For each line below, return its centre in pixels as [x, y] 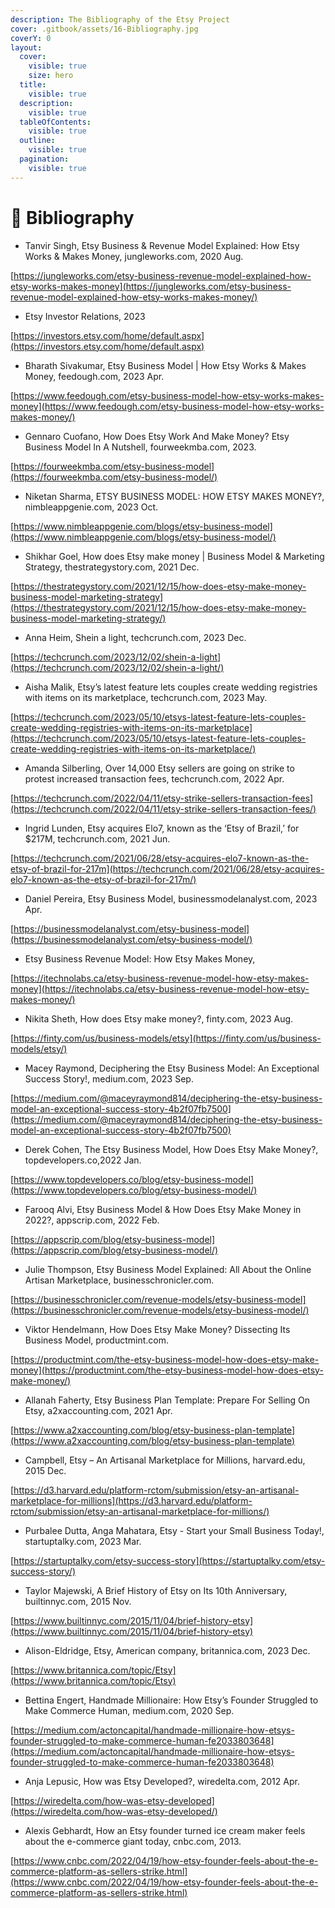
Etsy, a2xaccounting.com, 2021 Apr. [98, 1410]
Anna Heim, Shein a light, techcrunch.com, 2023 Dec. [135, 637]
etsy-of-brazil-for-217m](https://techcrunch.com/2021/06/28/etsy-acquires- [167, 868]
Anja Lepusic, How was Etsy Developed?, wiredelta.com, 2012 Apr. [162, 1781]
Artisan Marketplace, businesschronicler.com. [119, 1280]
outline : [37, 141]
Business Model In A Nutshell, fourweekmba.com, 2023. [140, 447]
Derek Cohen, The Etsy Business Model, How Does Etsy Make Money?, [171, 1149]
